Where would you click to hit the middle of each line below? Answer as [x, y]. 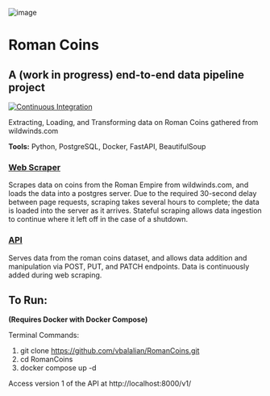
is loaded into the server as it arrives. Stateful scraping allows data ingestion [135, 211]
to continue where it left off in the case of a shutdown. [98, 219]
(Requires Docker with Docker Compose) [78, 319]
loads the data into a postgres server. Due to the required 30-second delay [133, 194]
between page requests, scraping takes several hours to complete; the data [134, 202]
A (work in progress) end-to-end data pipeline [126, 75]
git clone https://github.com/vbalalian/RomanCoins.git [110, 351]
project [27, 88]
